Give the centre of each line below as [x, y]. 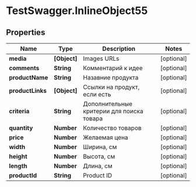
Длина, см [98, 166]
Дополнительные [108, 104]
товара [93, 118]
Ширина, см [100, 147]
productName [29, 77]
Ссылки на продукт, [111, 87]
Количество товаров [112, 128]
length [18, 166]
